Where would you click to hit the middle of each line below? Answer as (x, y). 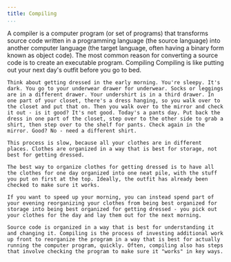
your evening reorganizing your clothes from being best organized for (112, 203)
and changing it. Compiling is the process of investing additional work (115, 233)
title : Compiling (32, 13)
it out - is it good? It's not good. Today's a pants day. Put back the (114, 112)
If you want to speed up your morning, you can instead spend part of (111, 197)
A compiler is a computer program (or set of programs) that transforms (108, 33)
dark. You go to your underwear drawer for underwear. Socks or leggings (115, 88)
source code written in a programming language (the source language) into (114, 40)
